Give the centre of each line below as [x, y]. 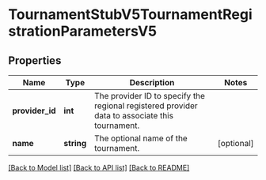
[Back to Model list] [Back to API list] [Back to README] [99, 168]
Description [152, 82]
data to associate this [134, 116]
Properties [35, 60]
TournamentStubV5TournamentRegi [130, 15]
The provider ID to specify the [150, 96]
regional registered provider [146, 106]
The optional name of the [141, 138]
